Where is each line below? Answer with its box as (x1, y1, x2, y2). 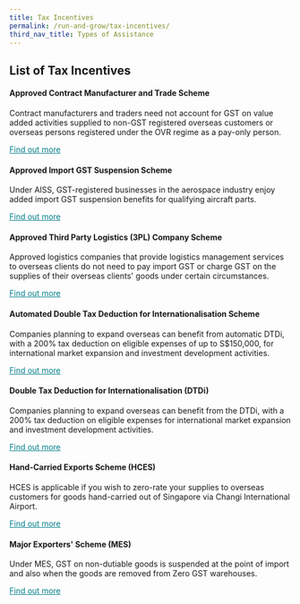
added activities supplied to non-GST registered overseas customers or (9, 117, 274, 128)
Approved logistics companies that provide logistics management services (9, 251, 285, 262)
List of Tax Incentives (9, 63, 132, 78)
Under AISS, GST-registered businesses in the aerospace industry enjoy (9, 184, 276, 195)
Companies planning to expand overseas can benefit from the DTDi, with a (9, 404, 285, 416)
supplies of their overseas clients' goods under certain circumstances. (9, 270, 270, 282)
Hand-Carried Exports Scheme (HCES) (9, 462, 157, 472)
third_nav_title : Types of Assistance (9, 30, 154, 38)
